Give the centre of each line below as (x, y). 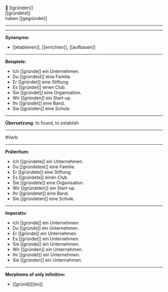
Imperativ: (16, 213)
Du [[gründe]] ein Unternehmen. (45, 228)
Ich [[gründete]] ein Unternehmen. (48, 161)
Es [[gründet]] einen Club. (39, 87)
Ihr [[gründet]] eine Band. (38, 103)
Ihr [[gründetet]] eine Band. (40, 193)
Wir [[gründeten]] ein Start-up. (44, 188)
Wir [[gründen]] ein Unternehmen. (47, 249)
